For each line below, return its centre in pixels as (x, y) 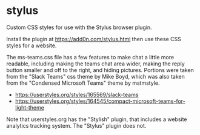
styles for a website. (32, 45)
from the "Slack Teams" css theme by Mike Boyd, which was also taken (95, 76)
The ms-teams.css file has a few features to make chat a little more (90, 57)
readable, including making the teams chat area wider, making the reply (95, 64)
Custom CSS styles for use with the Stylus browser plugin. (79, 27)
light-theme (29, 107)
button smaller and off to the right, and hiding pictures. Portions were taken (100, 70)
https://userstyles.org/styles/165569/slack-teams (77, 94)
